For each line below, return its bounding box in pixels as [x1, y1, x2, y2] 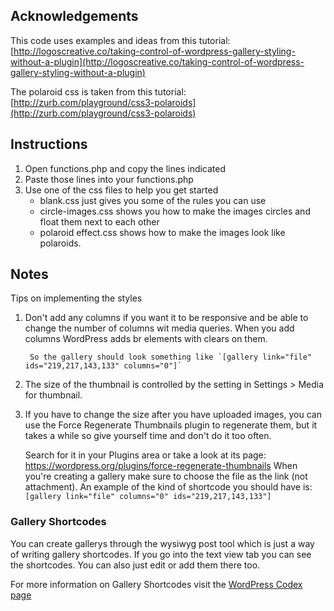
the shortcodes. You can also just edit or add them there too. [10, 559, 261, 571]
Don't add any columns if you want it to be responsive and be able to [24, 312, 309, 324]
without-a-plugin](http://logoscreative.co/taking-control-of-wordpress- [10, 55, 305, 68]
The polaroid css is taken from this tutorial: [10, 85, 187, 98]
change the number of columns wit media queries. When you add [24, 322, 295, 334]
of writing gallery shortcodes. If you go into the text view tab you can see [10, 548, 312, 560]
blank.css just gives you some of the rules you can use [39, 194, 267, 206]
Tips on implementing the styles [10, 292, 143, 304]
